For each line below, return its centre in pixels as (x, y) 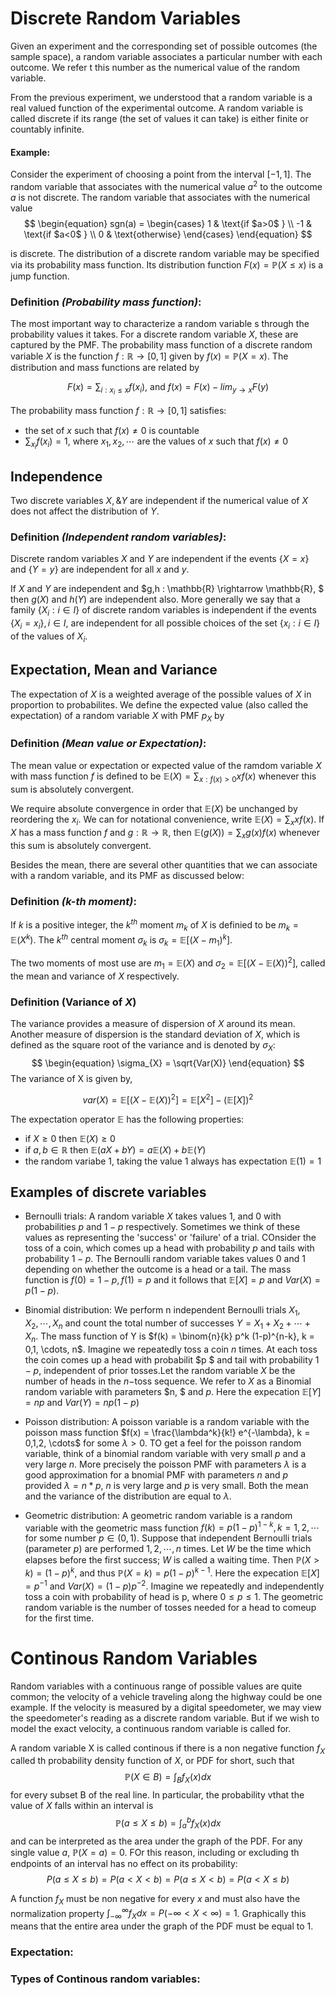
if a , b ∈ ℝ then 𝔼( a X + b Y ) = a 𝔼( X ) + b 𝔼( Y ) (115, 1149)
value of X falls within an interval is (82, 1806)
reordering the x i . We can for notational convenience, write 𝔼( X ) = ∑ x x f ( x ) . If (167, 820)
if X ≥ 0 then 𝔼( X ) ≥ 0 (70, 1138)
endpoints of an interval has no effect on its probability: (124, 1863)
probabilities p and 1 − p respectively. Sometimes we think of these (162, 1227)
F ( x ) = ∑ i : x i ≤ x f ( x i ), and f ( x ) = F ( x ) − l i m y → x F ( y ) (168, 389)
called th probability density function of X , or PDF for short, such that (152, 1761)
